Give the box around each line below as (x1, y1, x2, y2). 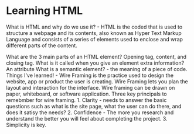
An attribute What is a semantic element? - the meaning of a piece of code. (6, 65, 188, 72)
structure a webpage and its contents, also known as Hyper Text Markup (6, 29, 182, 36)
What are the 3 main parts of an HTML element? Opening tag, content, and (6, 53, 186, 60)
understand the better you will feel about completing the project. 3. (6, 115, 168, 122)
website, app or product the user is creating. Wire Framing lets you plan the (6, 77, 189, 85)
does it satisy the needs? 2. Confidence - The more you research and (6, 109, 174, 116)
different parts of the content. (6, 42, 77, 49)
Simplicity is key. (6, 121, 47, 128)
